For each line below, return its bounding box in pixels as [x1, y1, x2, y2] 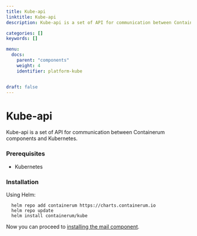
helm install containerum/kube [11, 212, 88, 218]
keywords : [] [6, 36, 38, 42]
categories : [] [6, 30, 43, 36]
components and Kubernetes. [6, 135, 78, 142]
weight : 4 [16, 62, 41, 68]
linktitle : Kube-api [6, 14, 57, 20]
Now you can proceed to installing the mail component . [6, 223, 140, 230]
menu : [6, 46, 19, 52]
